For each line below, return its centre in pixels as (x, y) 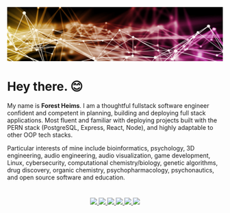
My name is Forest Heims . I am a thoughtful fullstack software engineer (108, 105)
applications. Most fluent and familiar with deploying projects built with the (112, 120)
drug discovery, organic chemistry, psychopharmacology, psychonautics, (111, 170)
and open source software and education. (66, 177)
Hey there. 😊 (45, 87)
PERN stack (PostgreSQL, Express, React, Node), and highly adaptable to (110, 127)
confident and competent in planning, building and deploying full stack (107, 113)
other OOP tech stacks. (40, 135)
